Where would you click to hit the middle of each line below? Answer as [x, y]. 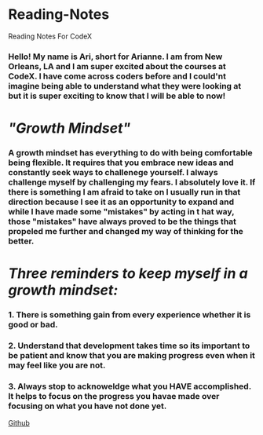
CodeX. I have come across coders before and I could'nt [117, 76]
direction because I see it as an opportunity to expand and [121, 202]
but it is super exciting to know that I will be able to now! [117, 96]
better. [21, 241]
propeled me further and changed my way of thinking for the [126, 231]
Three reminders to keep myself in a [128, 274]
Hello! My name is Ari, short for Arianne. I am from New [115, 57]
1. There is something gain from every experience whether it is [130, 315]
